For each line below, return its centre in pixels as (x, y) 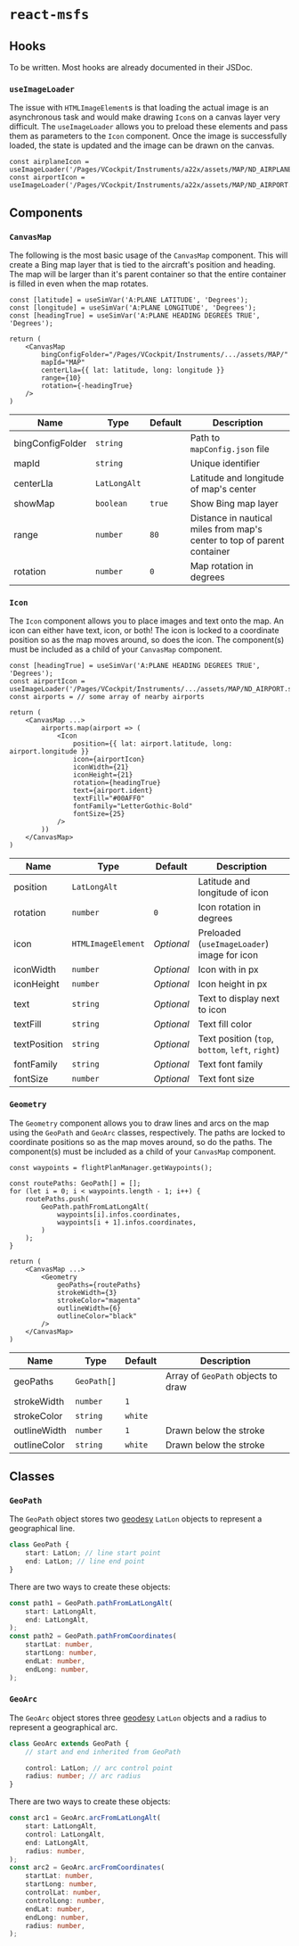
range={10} (61, 378)
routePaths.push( (57, 1199)
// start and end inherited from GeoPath (103, 1752)
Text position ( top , (236, 1039)
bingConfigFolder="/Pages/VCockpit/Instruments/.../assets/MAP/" (165, 354)
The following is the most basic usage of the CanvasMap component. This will (149, 255)
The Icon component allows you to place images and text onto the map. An (147, 621)
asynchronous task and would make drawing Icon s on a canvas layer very (145, 117)
